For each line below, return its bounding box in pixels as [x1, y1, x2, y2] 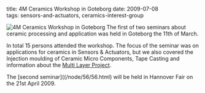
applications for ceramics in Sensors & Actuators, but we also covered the [6, 48, 193, 56]
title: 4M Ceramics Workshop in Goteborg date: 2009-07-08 [6, 6, 158, 12]
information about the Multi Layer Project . [6, 61, 112, 69]
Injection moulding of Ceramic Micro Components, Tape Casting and [6, 55, 180, 62]
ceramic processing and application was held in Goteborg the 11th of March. [6, 30, 199, 37]
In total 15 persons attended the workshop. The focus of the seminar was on [6, 42, 199, 49]
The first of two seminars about [106, 24, 186, 31]
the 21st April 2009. [6, 80, 56, 87]
